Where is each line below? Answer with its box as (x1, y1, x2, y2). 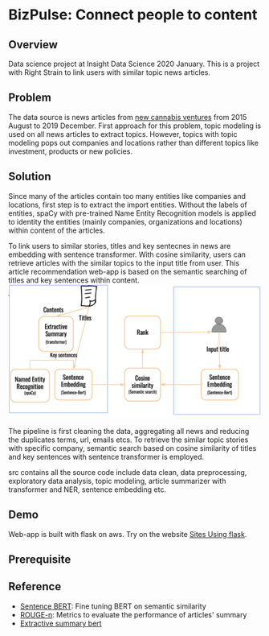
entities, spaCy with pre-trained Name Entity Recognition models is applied (8, 208, 257, 218)
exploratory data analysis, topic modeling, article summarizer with (8, 476, 226, 485)
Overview (8, 38, 59, 52)
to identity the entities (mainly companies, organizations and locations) (8, 217, 243, 226)
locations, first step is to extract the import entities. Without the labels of (8, 200, 247, 209)
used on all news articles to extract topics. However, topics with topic (8, 129, 238, 138)
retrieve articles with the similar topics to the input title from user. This (8, 258, 239, 267)
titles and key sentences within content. (8, 275, 140, 285)
